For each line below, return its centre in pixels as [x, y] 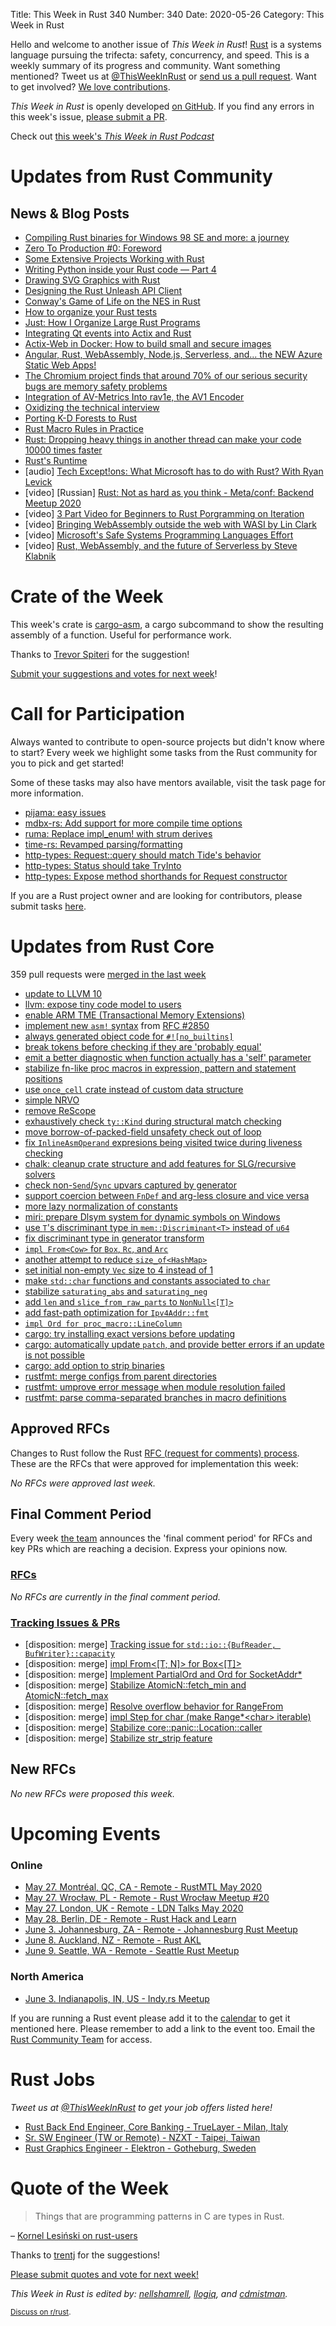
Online [26, 1865]
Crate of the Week [87, 596]
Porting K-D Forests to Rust [81, 418]
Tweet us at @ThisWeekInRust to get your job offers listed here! [141, 2107]
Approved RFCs [60, 1429]
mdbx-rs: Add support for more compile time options [133, 823]
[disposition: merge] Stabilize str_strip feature [118, 1738]
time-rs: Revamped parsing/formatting [103, 844]
